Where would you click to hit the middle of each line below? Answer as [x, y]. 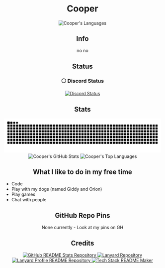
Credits [82, 243]
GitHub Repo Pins [82, 215]
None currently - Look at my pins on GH [82, 228]
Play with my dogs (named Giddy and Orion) [57, 189]
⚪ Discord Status [82, 81]
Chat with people [29, 200]
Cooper [82, 9]
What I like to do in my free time [82, 172]
